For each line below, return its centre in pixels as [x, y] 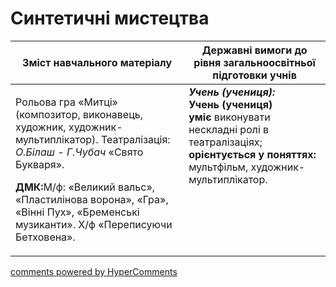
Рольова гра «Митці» [66, 102]
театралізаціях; [225, 142]
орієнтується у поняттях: [252, 154]
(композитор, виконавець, [79, 114]
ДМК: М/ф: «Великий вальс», [85, 187]
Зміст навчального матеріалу [97, 62]
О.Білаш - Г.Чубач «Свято [79, 152]
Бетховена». [45, 237]
